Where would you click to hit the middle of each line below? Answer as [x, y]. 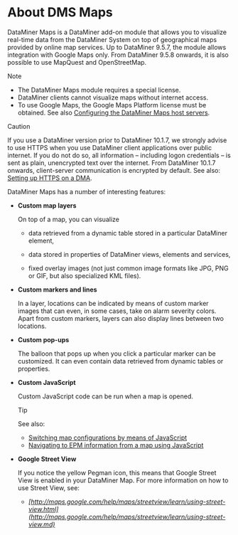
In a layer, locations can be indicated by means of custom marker [113, 303]
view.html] [43, 509]
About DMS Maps [60, 12]
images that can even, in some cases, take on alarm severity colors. [117, 311]
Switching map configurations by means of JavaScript [108, 438]
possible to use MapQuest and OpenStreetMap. [77, 62]
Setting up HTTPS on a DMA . [50, 178]
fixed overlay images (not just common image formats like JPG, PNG [128, 268]
